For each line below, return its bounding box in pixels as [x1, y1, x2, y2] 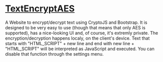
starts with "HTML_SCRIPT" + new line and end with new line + [5, 40, 135, 46]
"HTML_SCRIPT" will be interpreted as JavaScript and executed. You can [5, 46, 155, 52]
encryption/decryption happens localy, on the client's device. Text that [5, 35, 150, 41]
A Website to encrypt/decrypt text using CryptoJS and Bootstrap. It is [5, 19, 148, 25]
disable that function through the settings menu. [5, 51, 104, 57]
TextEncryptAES [5, 3, 75, 14]
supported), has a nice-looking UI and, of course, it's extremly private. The [5, 30, 158, 36]
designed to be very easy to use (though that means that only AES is [5, 24, 146, 30]
